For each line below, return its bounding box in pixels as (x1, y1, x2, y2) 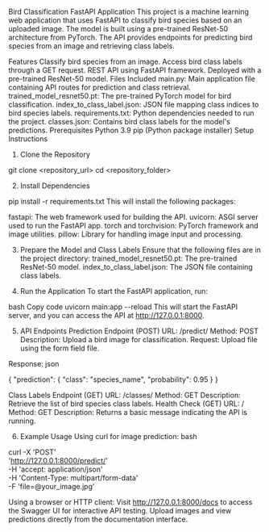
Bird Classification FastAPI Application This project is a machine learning (8, 7, 250, 16)
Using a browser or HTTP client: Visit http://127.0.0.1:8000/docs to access (8, 497, 253, 507)
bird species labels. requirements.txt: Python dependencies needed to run (8, 108, 255, 118)
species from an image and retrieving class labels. (8, 41, 176, 51)
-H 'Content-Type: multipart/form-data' (8, 473, 139, 483)
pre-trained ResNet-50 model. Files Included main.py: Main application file (8, 74, 255, 83)
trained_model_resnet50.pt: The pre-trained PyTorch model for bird (8, 91, 232, 100)
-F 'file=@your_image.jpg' (8, 482, 95, 491)
